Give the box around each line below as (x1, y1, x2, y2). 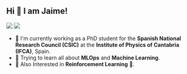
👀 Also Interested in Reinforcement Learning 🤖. (15, 60, 135, 67)
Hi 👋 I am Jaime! (6, 6, 68, 16)
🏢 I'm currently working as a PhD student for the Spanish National (15, 35, 182, 42)
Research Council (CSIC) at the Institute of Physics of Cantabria (15, 41, 180, 49)
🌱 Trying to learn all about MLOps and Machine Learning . (15, 54, 160, 61)
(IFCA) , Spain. (15, 47, 51, 55)
